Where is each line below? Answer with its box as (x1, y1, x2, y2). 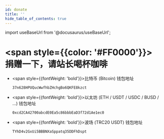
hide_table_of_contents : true (5, 16, 67, 21)
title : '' (5, 12, 25, 17)
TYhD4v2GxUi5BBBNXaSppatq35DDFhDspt (12, 129, 87, 134)
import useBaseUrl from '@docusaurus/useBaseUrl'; (5, 30, 111, 36)
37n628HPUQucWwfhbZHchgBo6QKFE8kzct (12, 85, 87, 90)
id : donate (5, 7, 27, 12)
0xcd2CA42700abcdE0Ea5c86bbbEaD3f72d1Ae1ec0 (12, 110, 104, 115)
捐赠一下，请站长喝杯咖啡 (5, 59, 108, 70)
